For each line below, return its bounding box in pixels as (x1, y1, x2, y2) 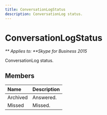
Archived (7, 94, 28, 101)
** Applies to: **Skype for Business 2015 (5, 48, 88, 54)
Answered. (32, 94, 57, 101)
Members (5, 72, 35, 80)
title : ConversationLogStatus (5, 7, 66, 12)
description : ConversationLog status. (5, 12, 83, 16)
